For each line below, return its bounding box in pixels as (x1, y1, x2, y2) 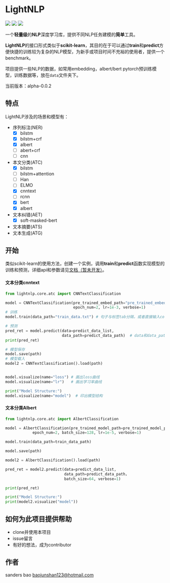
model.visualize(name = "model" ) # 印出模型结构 (5, 393, 103, 398)
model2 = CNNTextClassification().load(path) (5, 361, 103, 366)
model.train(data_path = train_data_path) (5, 439, 92, 444)
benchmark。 (5, 55, 34, 61)
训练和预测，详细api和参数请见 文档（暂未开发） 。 (5, 267, 107, 273)
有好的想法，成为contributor (12, 542, 72, 548)
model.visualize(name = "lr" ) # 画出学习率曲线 (5, 379, 102, 384)
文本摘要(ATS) (12, 223, 42, 229)
